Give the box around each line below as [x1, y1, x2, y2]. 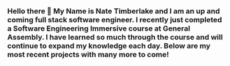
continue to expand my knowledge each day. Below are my [7, 41, 211, 51]
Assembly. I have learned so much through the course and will [7, 32, 223, 42]
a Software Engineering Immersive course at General [7, 24, 191, 33]
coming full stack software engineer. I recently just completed [7, 15, 222, 24]
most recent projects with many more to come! [7, 49, 169, 59]
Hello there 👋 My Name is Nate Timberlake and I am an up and [7, 6, 220, 16]
